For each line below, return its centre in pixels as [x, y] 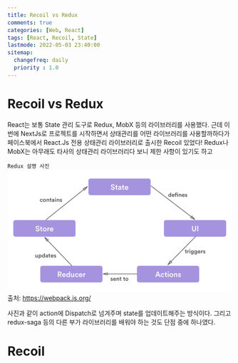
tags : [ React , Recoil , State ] [52, 38]
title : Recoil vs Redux [43, 15]
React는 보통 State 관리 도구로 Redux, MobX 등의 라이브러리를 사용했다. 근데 [115, 124]
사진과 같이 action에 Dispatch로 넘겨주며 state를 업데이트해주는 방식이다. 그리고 [119, 313]
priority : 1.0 [36, 68]
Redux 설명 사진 [29, 166]
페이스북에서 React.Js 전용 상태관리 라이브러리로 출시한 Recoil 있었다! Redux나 [118, 142]
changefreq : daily [41, 61]
